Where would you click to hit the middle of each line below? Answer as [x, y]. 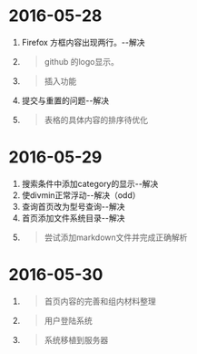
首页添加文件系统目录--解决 [73, 218]
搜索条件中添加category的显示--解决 [90, 183]
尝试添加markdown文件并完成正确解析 [116, 237]
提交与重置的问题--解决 [65, 100]
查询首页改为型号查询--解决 [73, 206]
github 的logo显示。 [81, 61]
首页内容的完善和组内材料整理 [100, 301]
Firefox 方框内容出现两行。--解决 [83, 42]
